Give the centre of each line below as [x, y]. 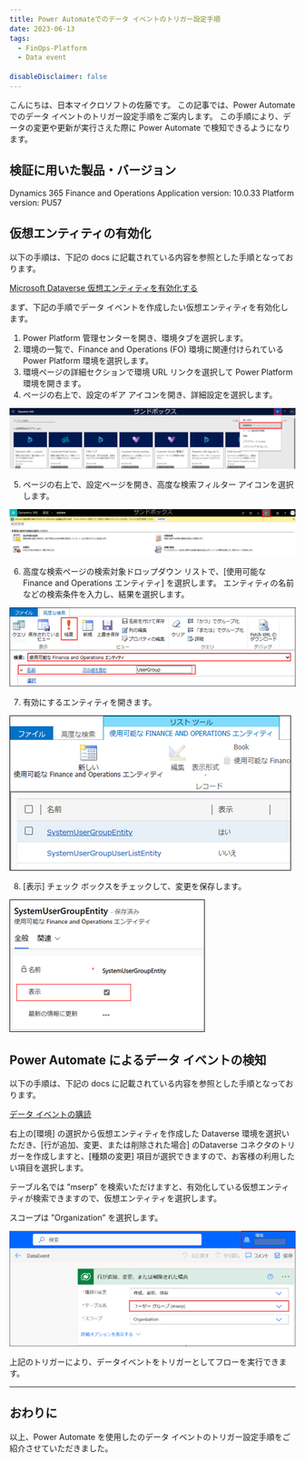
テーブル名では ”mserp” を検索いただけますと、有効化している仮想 [134, 1187]
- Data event [42, 58]
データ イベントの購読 [50, 1115]
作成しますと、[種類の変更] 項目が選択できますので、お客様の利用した [164, 1157]
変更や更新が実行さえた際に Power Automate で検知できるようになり [162, 127]
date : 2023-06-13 [42, 29]
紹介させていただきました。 [61, 1448]
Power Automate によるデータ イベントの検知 [138, 1060]
